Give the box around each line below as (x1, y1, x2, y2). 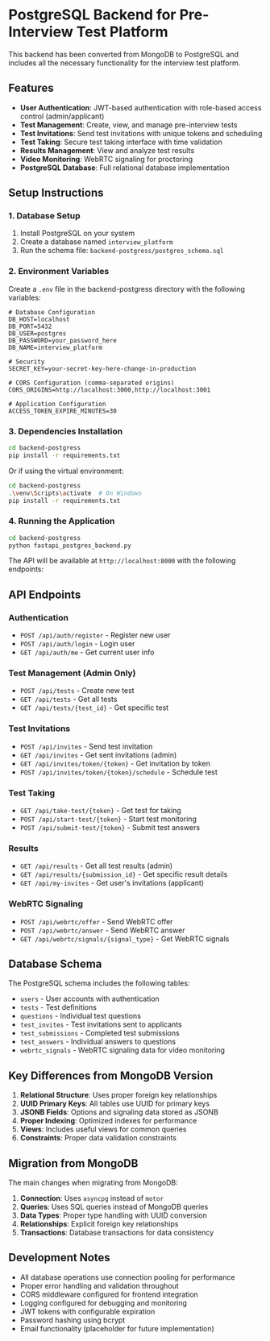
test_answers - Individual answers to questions (19, 1037, 177, 1047)
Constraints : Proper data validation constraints (19, 1133, 177, 1143)
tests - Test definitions (19, 1003, 97, 1012)
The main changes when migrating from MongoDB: (8, 1178, 179, 1188)
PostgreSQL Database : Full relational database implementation (19, 163, 230, 172)
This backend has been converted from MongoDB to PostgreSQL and (8, 49, 239, 59)
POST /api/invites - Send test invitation (19, 741, 153, 751)
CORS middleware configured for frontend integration (19, 1289, 199, 1299)
